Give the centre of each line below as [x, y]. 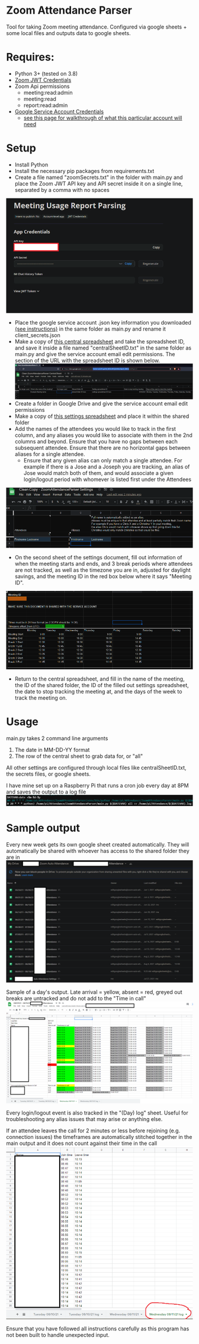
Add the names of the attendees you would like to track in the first [95, 429]
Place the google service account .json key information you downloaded [103, 322]
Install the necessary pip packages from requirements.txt [84, 171]
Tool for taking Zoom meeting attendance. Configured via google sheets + [97, 27]
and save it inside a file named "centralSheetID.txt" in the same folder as [103, 348]
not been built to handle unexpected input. [58, 1335]
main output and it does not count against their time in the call [82, 1143]
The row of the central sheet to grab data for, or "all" [79, 756]
